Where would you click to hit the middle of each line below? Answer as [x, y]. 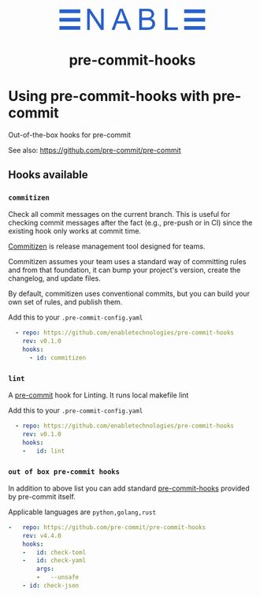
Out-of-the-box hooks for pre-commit [70, 135]
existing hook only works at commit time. [75, 231]
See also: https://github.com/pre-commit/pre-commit [95, 150]
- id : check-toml [54, 552]
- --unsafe [58, 577]
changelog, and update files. [54, 278]
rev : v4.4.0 [42, 535]
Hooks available [48, 175]
